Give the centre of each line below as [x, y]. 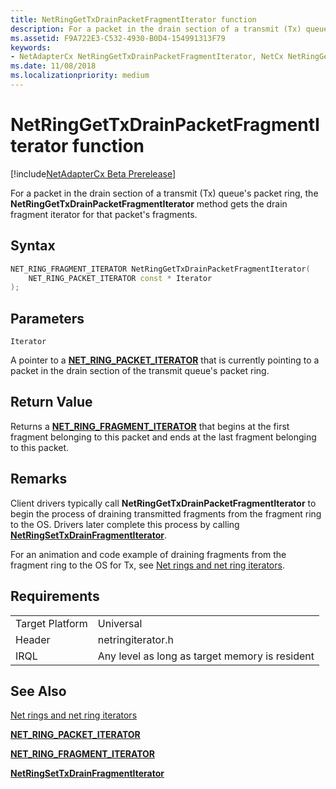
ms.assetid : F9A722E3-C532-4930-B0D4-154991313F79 [118, 38]
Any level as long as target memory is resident [206, 656]
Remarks [39, 479]
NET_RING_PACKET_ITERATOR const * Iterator [120, 278]
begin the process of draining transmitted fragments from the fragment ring [166, 513]
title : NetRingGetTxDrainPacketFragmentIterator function [133, 19]
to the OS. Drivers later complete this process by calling [125, 524]
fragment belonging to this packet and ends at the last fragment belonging [163, 437]
